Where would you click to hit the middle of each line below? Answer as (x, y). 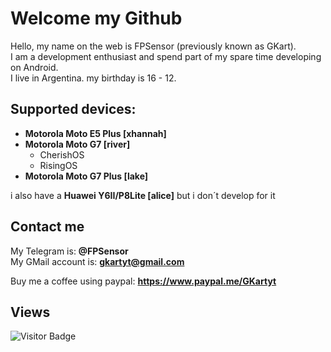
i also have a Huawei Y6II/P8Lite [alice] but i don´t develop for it (143, 195)
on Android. (34, 67)
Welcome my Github (96, 18)
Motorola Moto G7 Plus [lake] (86, 176)
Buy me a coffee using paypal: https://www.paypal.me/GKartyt (143, 281)
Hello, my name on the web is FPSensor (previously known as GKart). (153, 46)
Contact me (47, 227)
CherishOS (62, 154)
